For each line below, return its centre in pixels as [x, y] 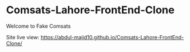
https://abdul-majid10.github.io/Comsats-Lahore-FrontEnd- [112, 37]
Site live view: [23, 37]
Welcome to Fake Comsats [39, 26]
